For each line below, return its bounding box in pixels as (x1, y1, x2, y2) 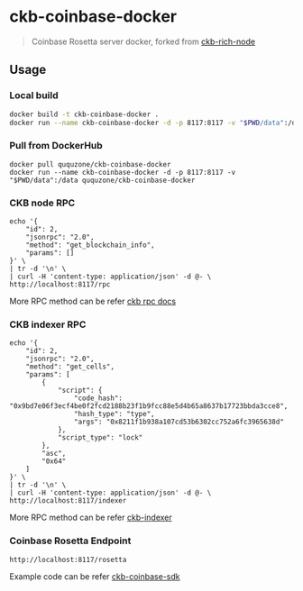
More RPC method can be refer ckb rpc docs (9, 295, 177, 306)
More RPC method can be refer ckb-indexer (9, 512, 173, 523)
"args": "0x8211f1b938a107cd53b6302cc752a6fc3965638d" (73, 417, 284, 427)
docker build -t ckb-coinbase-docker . (9, 110, 160, 119)
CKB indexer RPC (9, 318, 87, 331)
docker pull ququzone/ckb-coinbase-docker (9, 159, 171, 168)
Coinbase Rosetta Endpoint (9, 534, 132, 547)
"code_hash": (73, 394, 124, 403)
